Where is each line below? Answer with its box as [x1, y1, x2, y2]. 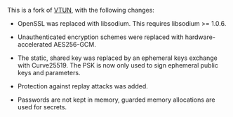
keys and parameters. [17, 69, 81, 77]
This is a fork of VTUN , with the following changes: [7, 6, 154, 14]
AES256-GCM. [53, 40, 96, 48]
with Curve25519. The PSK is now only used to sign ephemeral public [17, 61, 219, 69]
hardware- [185, 33, 216, 41]
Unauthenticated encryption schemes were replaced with [17, 33, 184, 41]
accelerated [17, 40, 53, 48]
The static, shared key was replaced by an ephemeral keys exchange [17, 54, 218, 62]
